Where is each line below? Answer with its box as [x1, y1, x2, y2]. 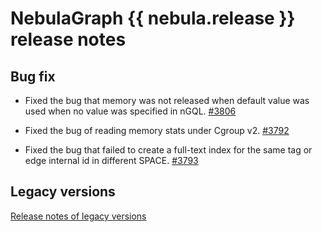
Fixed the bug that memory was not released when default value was [24, 95, 310, 106]
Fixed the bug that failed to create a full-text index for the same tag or [24, 144, 313, 156]
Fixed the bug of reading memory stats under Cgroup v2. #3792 [24, 125, 290, 136]
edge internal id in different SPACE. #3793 [24, 155, 199, 166]
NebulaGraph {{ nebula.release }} [10, 7, 296, 30]
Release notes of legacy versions [10, 210, 147, 222]
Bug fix [10, 68, 56, 85]
